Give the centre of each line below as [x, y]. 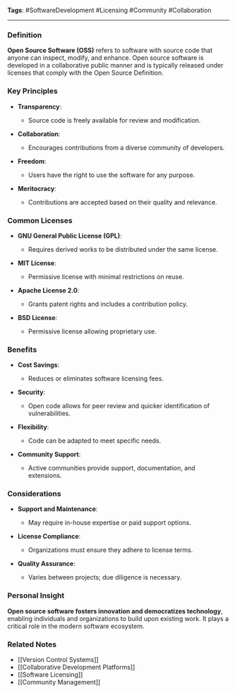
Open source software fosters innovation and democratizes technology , [115, 611]
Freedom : [32, 161]
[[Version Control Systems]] [58, 660]
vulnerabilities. [49, 413]
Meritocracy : [37, 188]
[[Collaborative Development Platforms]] [76, 667]
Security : [31, 392]
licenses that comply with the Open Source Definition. [86, 73]
